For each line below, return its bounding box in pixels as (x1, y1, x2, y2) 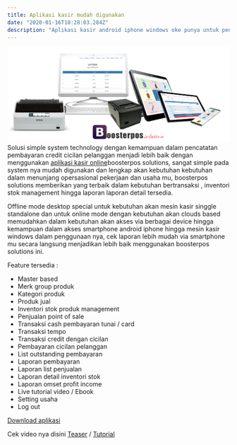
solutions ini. (7, 248, 44, 256)
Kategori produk (17, 290, 65, 299)
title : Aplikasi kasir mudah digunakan (7, 11, 125, 18)
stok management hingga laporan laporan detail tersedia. (7, 188, 174, 197)
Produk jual (17, 297, 51, 306)
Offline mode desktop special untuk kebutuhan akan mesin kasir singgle (7, 202, 217, 211)
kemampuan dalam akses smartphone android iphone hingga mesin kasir (7, 225, 220, 233)
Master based (17, 274, 59, 283)
